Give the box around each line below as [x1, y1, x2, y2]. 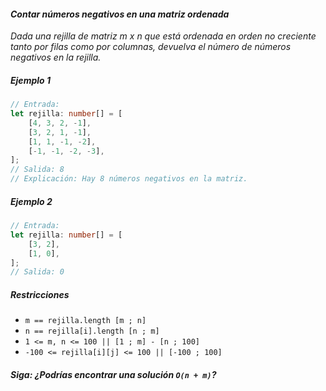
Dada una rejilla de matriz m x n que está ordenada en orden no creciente [10, 30, 317, 42]
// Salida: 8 [10, 165, 65, 175]
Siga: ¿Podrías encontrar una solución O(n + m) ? [10, 368, 217, 380]
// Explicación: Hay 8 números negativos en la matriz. [10, 174, 248, 184]
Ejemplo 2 [10, 195, 53, 207]
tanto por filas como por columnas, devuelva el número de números [10, 41, 292, 53]
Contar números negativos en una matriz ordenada [10, 8, 230, 20]
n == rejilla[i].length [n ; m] [24, 326, 160, 337]
